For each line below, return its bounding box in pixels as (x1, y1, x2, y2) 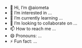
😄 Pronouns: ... (9, 33, 42, 39)
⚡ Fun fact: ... (9, 38, 37, 44)
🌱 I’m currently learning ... (9, 15, 63, 21)
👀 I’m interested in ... (9, 10, 52, 16)
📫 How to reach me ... (9, 26, 56, 31)
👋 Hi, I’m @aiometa (9, 5, 49, 10)
